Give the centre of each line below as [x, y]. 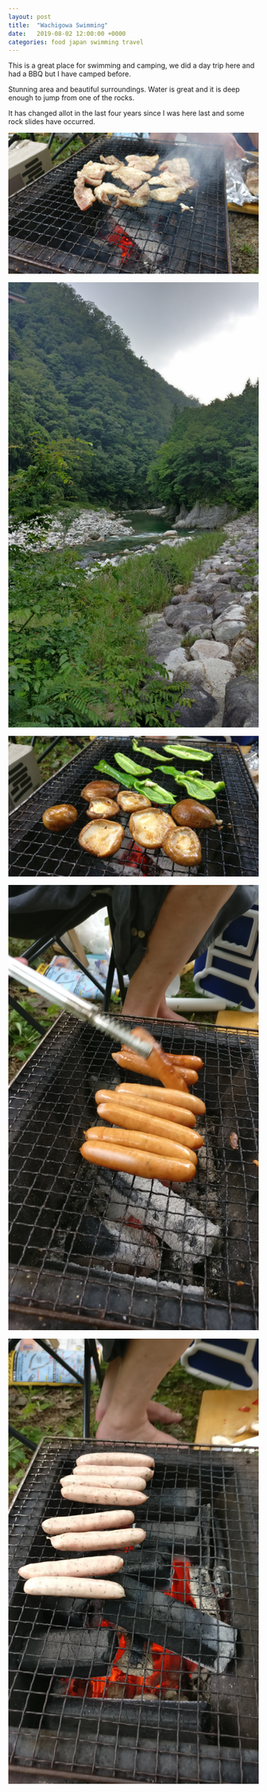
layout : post [30, 17]
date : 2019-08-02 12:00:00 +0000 [67, 33]
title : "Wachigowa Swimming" [58, 25]
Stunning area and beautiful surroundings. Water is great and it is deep [124, 89]
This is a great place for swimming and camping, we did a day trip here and [132, 66]
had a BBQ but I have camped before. [70, 74]
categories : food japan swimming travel [76, 42]
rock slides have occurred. [52, 122]
